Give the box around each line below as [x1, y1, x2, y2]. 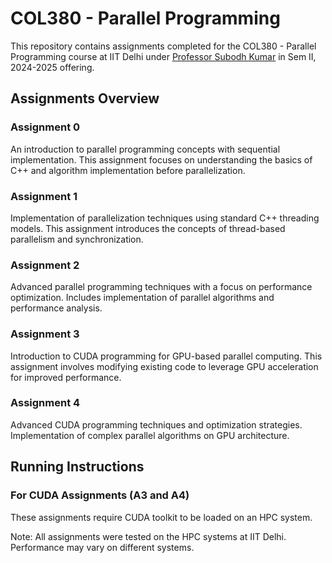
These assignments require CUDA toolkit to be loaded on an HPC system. [10, 511, 313, 523]
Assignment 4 [10, 396, 81, 410]
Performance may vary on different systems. [10, 541, 195, 553]
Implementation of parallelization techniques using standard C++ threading [10, 212, 320, 224]
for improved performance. [10, 371, 122, 383]
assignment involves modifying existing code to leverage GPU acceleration [10, 360, 319, 372]
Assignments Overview [10, 90, 160, 107]
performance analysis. [10, 302, 103, 314]
